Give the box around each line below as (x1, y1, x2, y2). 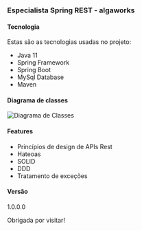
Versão (7, 188, 29, 196)
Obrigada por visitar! (7, 216, 65, 224)
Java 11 (16, 51, 38, 60)
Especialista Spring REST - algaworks (7, 5, 135, 15)
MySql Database (16, 73, 64, 81)
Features (7, 126, 33, 135)
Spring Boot (16, 66, 51, 74)
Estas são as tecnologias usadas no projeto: (7, 38, 132, 46)
